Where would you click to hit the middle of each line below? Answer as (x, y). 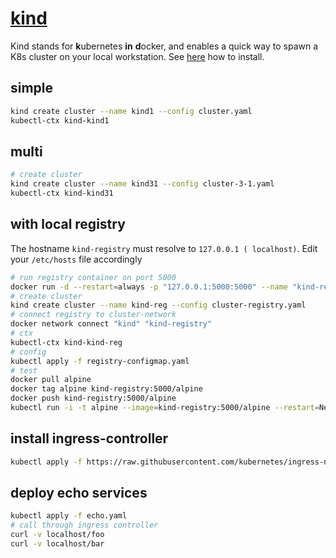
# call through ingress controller (84, 525)
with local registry (68, 224)
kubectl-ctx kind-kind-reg (66, 342)
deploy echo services (79, 492)
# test (24, 370)
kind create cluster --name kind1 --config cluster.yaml (131, 111)
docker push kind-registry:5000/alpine (93, 398)
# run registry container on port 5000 (93, 277)
